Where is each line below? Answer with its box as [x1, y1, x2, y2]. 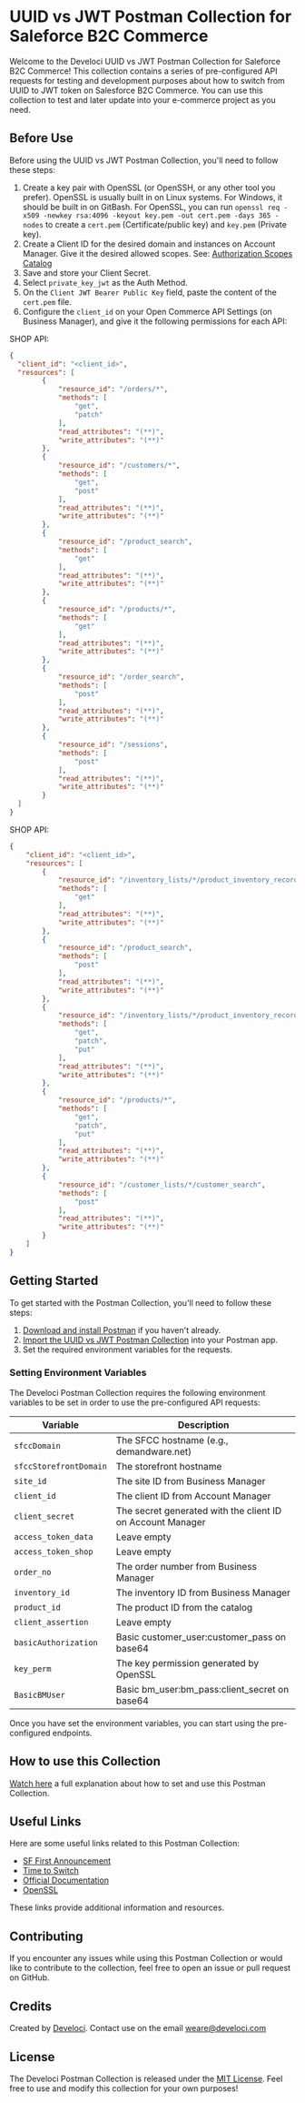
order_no [14, 1567, 52, 1577]
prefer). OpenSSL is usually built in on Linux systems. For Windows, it [22, 191, 283, 202]
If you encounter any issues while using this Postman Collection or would [9, 1953, 283, 1964]
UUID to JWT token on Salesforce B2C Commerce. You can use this [9, 85, 263, 96]
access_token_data [14, 1532, 93, 1542]
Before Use [9, 130, 74, 147]
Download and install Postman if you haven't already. [22, 1324, 221, 1335]
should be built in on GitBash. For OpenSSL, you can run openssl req [22, 201, 280, 212]
